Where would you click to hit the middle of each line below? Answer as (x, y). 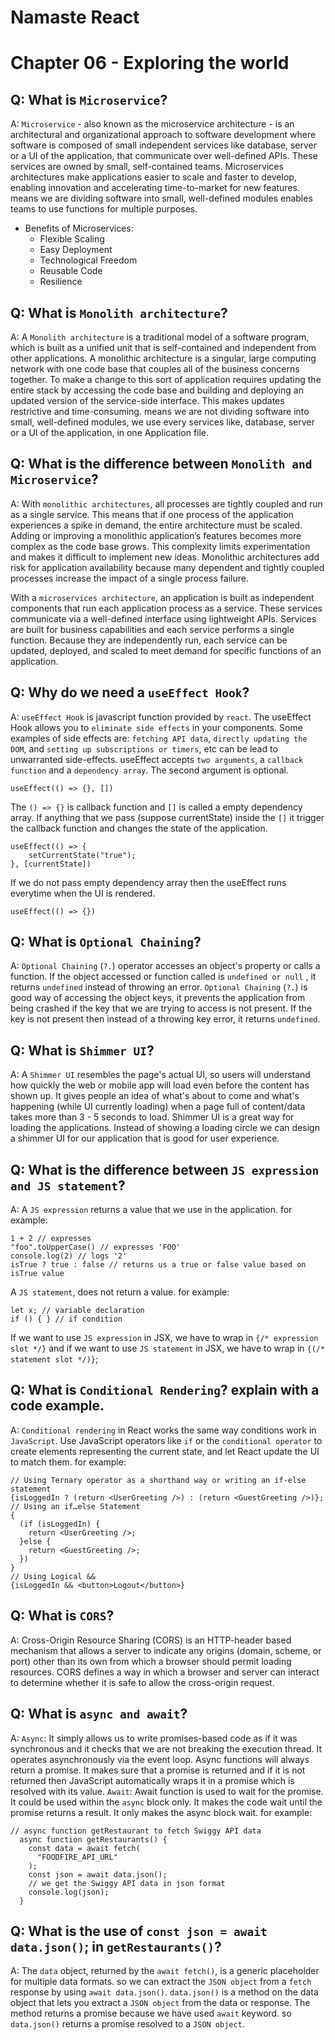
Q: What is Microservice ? (89, 99)
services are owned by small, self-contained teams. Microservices (147, 167)
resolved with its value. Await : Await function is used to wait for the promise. (167, 1791)
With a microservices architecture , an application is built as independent (162, 597)
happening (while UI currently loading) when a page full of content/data (158, 1107)
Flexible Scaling (72, 239)
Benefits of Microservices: (79, 228)
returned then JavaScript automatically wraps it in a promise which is (152, 1780)
